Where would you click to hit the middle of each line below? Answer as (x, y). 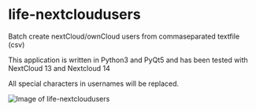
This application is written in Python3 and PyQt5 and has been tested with (128, 60)
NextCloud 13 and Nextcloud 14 (59, 68)
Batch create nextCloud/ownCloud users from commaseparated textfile (124, 36)
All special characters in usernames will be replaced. (94, 83)
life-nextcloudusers (74, 15)
